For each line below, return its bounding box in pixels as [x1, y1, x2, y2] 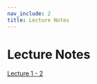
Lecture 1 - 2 [7, 69, 44, 78]
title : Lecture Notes [7, 17, 70, 24]
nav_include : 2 [7, 10, 51, 17]
